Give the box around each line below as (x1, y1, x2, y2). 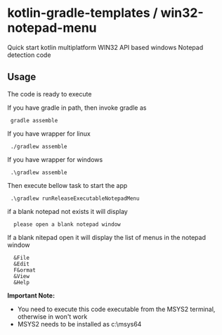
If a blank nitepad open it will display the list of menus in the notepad (7, 233, 206, 241)
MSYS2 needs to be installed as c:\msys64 (17, 320, 142, 328)
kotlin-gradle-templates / (7, 5, 158, 21)
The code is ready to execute (7, 89, 92, 98)
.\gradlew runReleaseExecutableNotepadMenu (10, 195, 140, 202)
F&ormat (13, 266, 37, 274)
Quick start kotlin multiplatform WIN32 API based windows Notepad (7, 43, 204, 51)
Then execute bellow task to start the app (7, 181, 128, 189)
